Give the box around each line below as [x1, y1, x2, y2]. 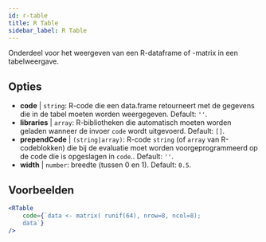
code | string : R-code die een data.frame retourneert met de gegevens [19, 101, 255, 111]
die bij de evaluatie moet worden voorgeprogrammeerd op [66, 143, 259, 153]
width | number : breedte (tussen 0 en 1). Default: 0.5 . [19, 160, 192, 170]
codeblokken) [19, 143, 65, 153]
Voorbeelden [8, 183, 74, 197]
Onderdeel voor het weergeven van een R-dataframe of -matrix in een [8, 49, 239, 58]
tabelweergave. [8, 57, 60, 66]
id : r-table [8, 11, 48, 20]
